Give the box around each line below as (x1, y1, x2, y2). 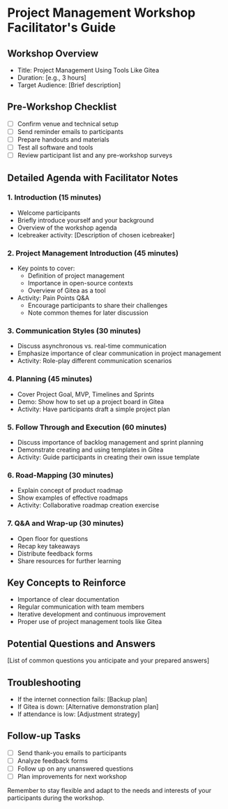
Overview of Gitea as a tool (27, 286, 106, 295)
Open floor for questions (17, 534, 89, 542)
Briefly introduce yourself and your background (17, 216, 154, 224)
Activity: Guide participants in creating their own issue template (17, 453, 200, 461)
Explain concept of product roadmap (17, 487, 123, 495)
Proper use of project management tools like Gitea (17, 618, 162, 626)
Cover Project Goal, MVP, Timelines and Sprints (17, 389, 155, 399)
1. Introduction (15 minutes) (7, 193, 102, 202)
